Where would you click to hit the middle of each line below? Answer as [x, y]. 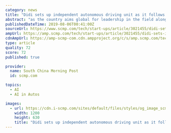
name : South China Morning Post [44, 71]
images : [13, 104]
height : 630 [27, 118]
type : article [20, 43]
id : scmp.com [24, 76]
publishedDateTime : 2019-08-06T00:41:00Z [50, 24]
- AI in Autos [25, 94]
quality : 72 [18, 48]
